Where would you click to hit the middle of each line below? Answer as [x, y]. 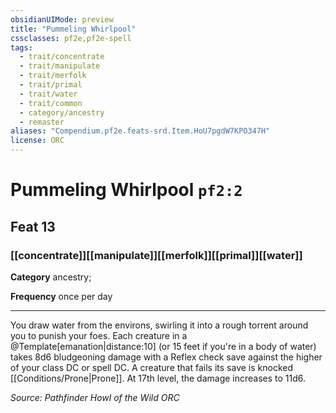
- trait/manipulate [60, 66]
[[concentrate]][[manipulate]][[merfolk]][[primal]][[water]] [156, 255]
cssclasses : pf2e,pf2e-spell [71, 38]
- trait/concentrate [62, 57]
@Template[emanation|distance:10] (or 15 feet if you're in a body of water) [163, 346]
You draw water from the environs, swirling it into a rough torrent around [159, 325]
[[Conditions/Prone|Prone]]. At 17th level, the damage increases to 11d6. [158, 378]
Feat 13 [33, 226]
